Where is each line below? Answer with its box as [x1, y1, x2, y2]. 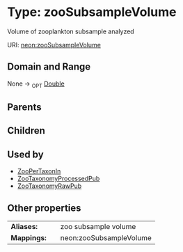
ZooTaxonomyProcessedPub [17, 175, 100, 183]
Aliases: [10, 221, 38, 231]
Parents [7, 101, 42, 113]
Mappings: [10, 233, 47, 242]
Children [7, 125, 45, 136]
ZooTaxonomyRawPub [17, 182, 82, 190]
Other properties [7, 202, 81, 214]
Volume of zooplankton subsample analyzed [7, 27, 134, 36]
